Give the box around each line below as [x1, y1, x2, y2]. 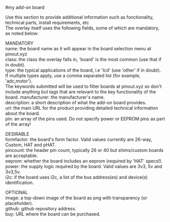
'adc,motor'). [5, 78, 32, 84]
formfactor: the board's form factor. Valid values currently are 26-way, [5, 137, 152, 142]
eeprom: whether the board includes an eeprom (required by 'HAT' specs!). [5, 158, 163, 164]
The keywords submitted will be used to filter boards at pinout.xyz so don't [5, 83, 162, 89]
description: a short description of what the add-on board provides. [5, 100, 147, 106]
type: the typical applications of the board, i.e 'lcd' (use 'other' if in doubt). [5, 67, 161, 73]
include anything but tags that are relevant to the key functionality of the [5, 89, 156, 94]
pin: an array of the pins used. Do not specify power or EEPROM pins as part [5, 116, 165, 121]
